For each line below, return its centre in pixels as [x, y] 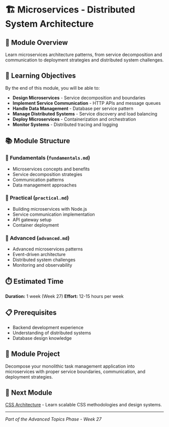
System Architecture [50, 24]
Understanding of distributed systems [52, 333]
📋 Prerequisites [31, 313]
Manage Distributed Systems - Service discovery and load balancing [85, 113]
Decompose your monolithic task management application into [70, 366]
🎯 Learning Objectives [41, 76]
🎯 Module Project [33, 354]
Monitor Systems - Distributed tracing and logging [65, 125]
